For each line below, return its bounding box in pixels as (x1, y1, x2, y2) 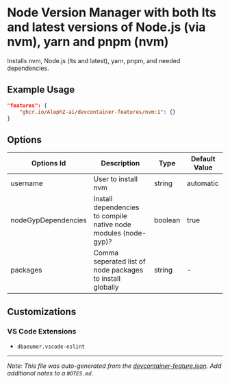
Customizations (7, 305, 77, 317)
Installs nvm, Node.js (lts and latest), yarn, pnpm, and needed (7, 56, 181, 65)
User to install (93, 174, 138, 184)
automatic (187, 178, 219, 188)
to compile (93, 211, 128, 221)
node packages (93, 266, 144, 275)
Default (190, 154, 216, 164)
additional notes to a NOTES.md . (7, 369, 94, 377)
